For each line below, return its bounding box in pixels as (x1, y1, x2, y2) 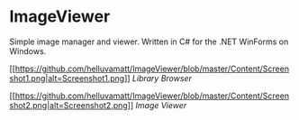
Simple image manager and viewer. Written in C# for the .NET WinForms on (9, 36, 289, 47)
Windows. (9, 45, 47, 56)
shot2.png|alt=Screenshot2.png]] (9, 99, 134, 110)
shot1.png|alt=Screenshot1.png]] (9, 72, 131, 83)
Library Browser (131, 72, 192, 83)
